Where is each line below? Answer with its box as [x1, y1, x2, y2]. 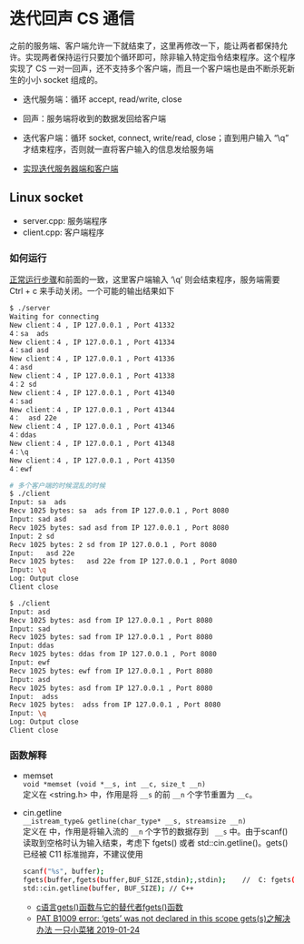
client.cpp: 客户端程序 [22, 227, 104, 238]
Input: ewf [9, 658, 51, 667]
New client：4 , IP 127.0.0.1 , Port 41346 [9, 422, 175, 431]
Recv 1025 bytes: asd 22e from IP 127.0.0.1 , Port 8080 [9, 557, 238, 566]
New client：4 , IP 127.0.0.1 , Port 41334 [9, 338, 175, 347]
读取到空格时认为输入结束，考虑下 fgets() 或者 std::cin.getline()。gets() [22, 837, 289, 848]
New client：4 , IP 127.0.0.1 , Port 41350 [9, 456, 175, 465]
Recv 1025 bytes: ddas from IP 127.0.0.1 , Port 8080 [9, 650, 218, 659]
